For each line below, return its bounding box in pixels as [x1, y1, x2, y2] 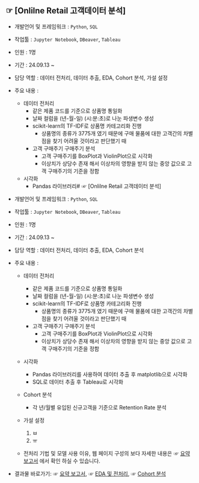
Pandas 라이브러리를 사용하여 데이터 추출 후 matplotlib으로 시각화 [32, 370, 188, 378]
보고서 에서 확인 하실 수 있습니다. [23, 457, 100, 464]
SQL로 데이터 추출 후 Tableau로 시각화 [32, 378, 124, 385]
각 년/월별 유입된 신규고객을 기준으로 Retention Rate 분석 [32, 404, 167, 411]
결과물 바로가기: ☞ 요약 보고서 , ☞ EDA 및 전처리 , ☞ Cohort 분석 [14, 470, 167, 477]
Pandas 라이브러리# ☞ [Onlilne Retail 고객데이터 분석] [32, 182, 162, 190]
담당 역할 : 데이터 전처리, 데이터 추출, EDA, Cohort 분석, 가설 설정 [14, 74, 168, 81]
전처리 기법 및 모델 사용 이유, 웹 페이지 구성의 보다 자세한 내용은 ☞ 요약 [23, 449, 191, 457]
